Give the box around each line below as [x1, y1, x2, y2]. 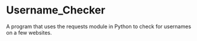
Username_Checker [6, 4, 105, 17]
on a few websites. [6, 29, 52, 36]
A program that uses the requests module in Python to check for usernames [6, 23, 191, 30]
